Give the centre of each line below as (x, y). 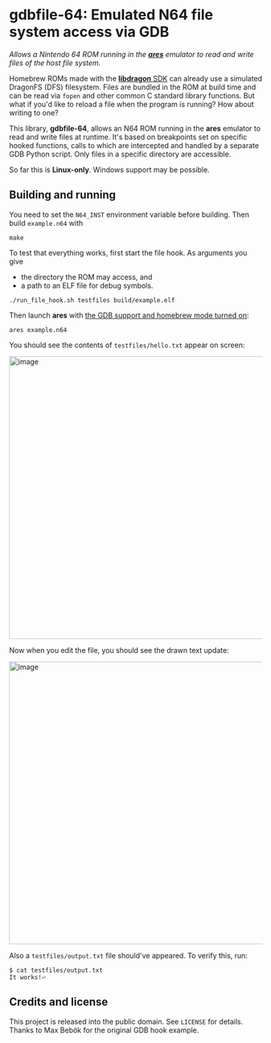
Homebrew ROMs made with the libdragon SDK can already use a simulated (136, 78)
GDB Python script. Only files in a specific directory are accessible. (120, 154)
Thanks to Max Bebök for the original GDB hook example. (104, 1030)
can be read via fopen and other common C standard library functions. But (132, 95)
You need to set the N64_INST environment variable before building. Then (129, 214)
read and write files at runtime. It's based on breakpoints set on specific (128, 137)
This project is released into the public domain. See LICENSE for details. (126, 1021)
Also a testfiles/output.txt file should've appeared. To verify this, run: (129, 955)
